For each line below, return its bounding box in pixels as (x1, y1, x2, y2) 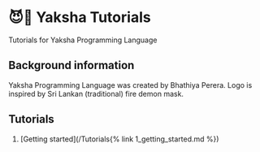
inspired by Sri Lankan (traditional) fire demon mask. (8, 89, 184, 98)
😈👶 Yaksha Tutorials (8, 8, 152, 27)
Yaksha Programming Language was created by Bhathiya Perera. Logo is (8, 80, 253, 89)
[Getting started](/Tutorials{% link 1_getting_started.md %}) (19, 134, 219, 144)
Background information (8, 59, 135, 72)
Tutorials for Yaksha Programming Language (8, 35, 158, 45)
